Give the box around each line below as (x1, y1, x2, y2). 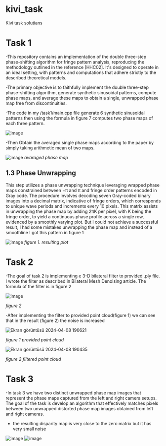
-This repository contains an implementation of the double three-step (5, 54, 147, 60)
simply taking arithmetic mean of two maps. (5, 145, 95, 151)
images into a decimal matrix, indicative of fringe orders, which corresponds (5, 197, 161, 204)
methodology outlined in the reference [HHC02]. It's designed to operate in (5, 64, 159, 70)
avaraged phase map (24, 154, 68, 160)
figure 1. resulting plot (24, 239, 69, 245)
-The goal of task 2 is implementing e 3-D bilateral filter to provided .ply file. (5, 273, 160, 279)
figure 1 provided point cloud (5, 336, 64, 343)
